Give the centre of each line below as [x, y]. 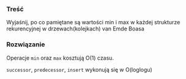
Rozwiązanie [26, 44]
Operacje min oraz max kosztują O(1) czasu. [60, 58]
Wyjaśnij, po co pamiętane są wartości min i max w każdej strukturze [93, 22]
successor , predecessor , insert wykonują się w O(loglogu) [80, 69]
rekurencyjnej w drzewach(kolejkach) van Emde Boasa [76, 29]
